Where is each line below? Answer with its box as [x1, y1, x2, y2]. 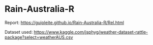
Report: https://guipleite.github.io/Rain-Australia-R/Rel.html [4, 20, 124, 25]
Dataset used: [4, 29, 33, 35]
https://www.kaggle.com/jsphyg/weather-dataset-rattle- [33, 29, 148, 35]
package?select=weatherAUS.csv [4, 34, 73, 40]
